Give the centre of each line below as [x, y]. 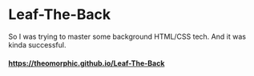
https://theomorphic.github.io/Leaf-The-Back [87, 63]
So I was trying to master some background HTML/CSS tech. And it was [127, 36]
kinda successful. [37, 44]
